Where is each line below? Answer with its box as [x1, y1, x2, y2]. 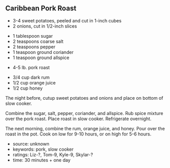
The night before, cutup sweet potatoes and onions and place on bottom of [5, 95, 163, 101]
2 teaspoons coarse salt [12, 38, 64, 44]
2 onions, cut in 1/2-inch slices [12, 23, 78, 29]
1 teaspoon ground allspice [12, 54, 70, 61]
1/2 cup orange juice [12, 79, 56, 86]
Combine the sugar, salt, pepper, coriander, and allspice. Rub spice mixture [5, 110, 163, 116]
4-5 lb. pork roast [12, 64, 50, 70]
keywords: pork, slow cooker [12, 146, 74, 152]
